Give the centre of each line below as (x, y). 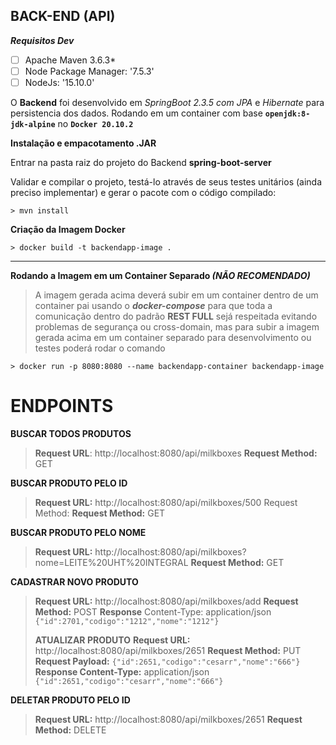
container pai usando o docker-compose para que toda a (153, 305)
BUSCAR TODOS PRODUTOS (71, 433)
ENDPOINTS (62, 406)
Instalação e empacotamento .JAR (83, 143)
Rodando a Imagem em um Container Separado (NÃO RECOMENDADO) (160, 275)
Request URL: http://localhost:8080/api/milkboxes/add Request (166, 601)
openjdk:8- (287, 114)
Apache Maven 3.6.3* (70, 60)
